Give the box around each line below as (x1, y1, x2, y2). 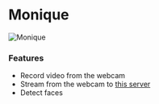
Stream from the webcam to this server (19, 79, 151, 89)
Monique (8, 6, 70, 24)
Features (8, 52, 44, 64)
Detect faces (19, 88, 63, 98)
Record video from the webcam (19, 71, 126, 81)
